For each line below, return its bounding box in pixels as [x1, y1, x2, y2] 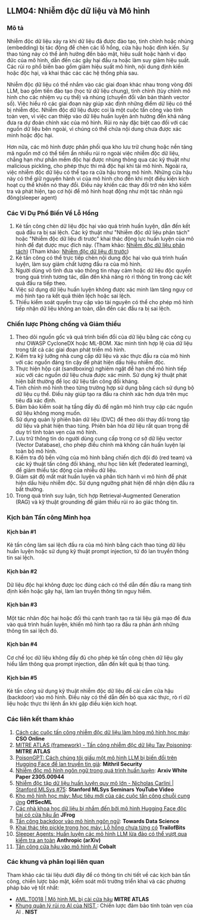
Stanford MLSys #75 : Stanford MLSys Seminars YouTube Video [15, 786, 174, 793]
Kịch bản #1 [7, 528, 36, 535]
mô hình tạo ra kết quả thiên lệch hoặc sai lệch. [15, 292, 132, 299]
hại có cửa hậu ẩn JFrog [15, 811, 76, 818]
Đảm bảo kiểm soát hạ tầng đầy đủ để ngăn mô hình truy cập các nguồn [15, 403, 193, 410]
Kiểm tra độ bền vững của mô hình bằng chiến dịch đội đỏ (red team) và [15, 454, 193, 461]
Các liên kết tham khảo [7, 715, 74, 723]
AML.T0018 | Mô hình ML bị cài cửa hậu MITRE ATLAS [15, 896, 149, 903]
